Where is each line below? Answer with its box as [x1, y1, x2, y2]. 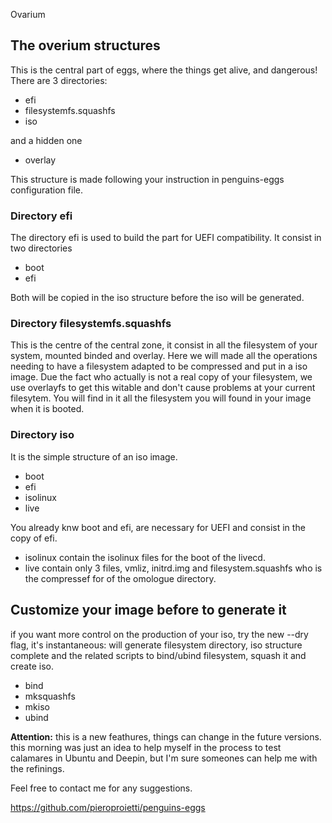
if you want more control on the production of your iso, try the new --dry [10, 628, 309, 640]
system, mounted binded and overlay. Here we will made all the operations [10, 350, 318, 362]
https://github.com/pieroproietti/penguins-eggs [10, 801, 206, 813]
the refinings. [10, 762, 65, 774]
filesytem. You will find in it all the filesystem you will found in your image [10, 392, 312, 404]
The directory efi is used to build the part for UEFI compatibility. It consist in [10, 232, 322, 244]
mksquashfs [24, 690, 76, 702]
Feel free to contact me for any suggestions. [10, 782, 193, 794]
